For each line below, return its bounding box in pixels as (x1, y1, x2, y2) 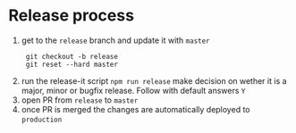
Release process (8, 5, 135, 26)
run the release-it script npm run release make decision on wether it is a (21, 75, 287, 86)
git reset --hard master (25, 60, 118, 69)
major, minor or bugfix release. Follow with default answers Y (21, 85, 246, 96)
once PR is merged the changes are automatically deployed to (21, 104, 250, 114)
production (21, 115, 63, 124)
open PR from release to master (21, 95, 139, 105)
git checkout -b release (25, 52, 118, 61)
